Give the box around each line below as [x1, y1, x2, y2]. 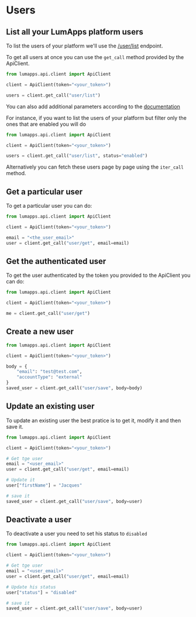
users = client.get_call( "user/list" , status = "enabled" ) [6, 153, 148, 159]
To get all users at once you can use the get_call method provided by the [6, 54, 184, 60]
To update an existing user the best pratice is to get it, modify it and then [6, 417, 181, 424]
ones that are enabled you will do [6, 121, 87, 128]
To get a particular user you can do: [6, 203, 92, 210]
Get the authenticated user [6, 256, 106, 266]
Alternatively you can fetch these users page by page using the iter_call [6, 163, 184, 170]
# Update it [6, 477, 35, 483]
